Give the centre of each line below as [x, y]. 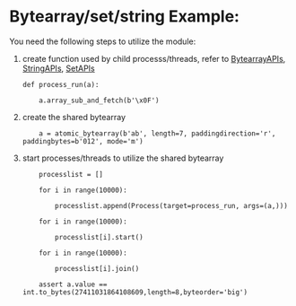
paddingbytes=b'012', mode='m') [83, 141]
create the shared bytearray [74, 117]
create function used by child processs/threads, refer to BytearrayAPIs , [154, 58]
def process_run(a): [61, 84]
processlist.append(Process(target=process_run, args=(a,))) [172, 205]
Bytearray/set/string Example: [125, 17]
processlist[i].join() [97, 268]
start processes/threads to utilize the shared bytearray [123, 158]
